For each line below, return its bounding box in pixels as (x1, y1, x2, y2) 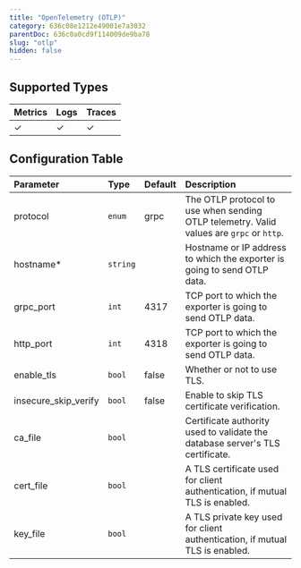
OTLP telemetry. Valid (185, 216, 277, 228)
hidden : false (9, 47, 63, 55)
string (107, 259, 136, 269)
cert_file (13, 479, 48, 492)
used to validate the (185, 426, 269, 438)
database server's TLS (185, 437, 280, 449)
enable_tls (13, 369, 56, 381)
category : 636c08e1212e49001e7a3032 (9, 21, 146, 30)
